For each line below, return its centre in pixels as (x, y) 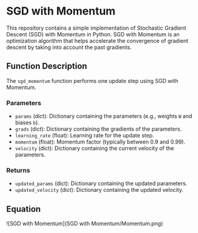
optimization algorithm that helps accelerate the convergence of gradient (97, 41)
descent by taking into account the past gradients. (69, 47)
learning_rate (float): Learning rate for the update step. (84, 136)
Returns (18, 170)
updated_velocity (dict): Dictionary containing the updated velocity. (99, 190)
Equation (24, 209)
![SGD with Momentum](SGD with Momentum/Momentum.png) (85, 224)
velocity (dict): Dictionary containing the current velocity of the (94, 148)
